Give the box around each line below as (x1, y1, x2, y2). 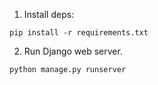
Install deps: (23, 9, 75, 20)
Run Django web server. (23, 45, 123, 57)
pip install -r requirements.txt (9, 28, 149, 38)
